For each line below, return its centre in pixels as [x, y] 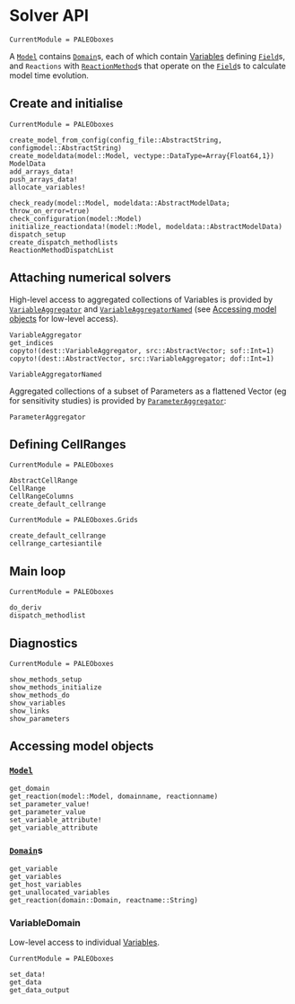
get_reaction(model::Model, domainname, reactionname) [114, 796]
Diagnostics [43, 643]
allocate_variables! [48, 187]
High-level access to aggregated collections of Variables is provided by [141, 299]
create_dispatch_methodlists [64, 242]
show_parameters [39, 719]
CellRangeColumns [42, 497]
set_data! [28, 975]
